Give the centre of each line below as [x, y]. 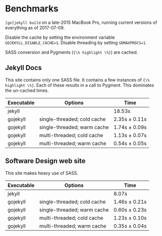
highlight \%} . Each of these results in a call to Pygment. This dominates [80, 85]
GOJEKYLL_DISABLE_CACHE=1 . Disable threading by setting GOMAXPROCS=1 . [76, 42]
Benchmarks [32, 9]
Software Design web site [45, 161]
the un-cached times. [27, 90]
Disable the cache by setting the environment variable [60, 37]
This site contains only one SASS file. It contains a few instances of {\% [77, 79]
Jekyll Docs [23, 68]
